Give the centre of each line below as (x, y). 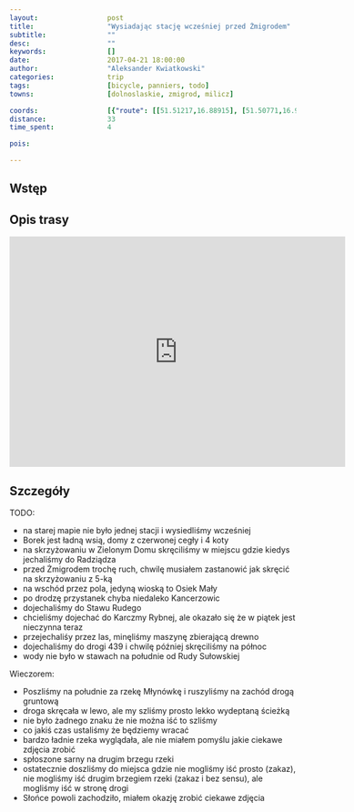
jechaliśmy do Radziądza (69, 560)
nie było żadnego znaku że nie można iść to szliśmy (120, 721)
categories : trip (67, 77)
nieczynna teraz (53, 627)
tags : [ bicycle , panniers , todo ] (109, 86)
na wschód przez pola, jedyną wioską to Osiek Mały (120, 589)
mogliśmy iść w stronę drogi (76, 788)
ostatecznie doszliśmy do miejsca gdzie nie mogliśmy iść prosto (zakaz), (159, 769)
